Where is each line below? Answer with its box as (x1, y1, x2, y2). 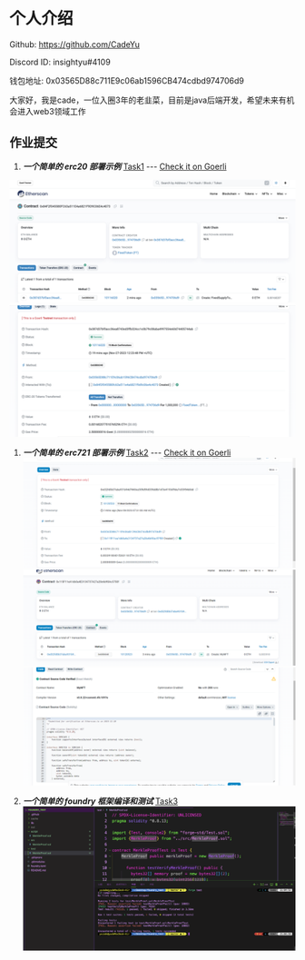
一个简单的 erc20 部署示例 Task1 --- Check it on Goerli (22, 161, 227, 172)
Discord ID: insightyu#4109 (9, 56, 111, 67)
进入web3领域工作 (16, 105, 86, 116)
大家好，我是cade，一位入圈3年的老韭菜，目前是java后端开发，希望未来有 (9, 94, 288, 105)
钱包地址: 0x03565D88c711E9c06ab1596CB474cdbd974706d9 (9, 74, 245, 86)
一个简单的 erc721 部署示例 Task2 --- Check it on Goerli (22, 447, 231, 458)
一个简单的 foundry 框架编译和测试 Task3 (22, 796, 179, 807)
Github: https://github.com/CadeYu (9, 38, 141, 50)
